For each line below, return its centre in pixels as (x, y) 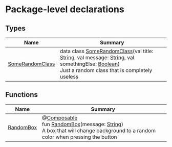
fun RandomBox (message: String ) (83, 124)
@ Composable (60, 117)
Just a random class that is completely (106, 70)
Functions (22, 95)
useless (69, 77)
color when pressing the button (79, 137)
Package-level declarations (65, 9)
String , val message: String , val (97, 57)
